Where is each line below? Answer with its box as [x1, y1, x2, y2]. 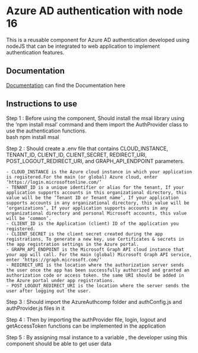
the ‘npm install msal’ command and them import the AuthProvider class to [6, 121, 189, 128]
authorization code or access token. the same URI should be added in [6, 272, 184, 278]
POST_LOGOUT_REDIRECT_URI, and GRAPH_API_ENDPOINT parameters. [6, 157, 185, 164]
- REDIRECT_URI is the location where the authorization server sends [6, 262, 184, 268]
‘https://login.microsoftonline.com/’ [6, 179, 102, 185]
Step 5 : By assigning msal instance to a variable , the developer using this [6, 333, 188, 341]
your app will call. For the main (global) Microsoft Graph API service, [6, 251, 193, 258]
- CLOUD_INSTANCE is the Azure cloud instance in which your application [6, 169, 193, 175]
